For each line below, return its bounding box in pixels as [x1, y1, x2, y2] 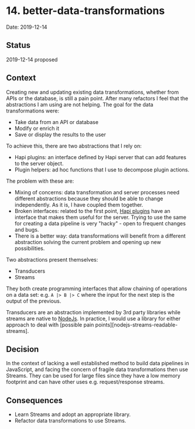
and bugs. [14, 226, 39, 233]
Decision [6, 344, 39, 354]
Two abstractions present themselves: [6, 256, 98, 263]
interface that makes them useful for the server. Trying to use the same [14, 214, 186, 221]
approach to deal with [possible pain [6, 321, 94, 328]
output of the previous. [6, 297, 61, 304]
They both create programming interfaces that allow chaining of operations [6, 285, 187, 292]
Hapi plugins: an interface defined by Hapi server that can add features [14, 153, 186, 160]
